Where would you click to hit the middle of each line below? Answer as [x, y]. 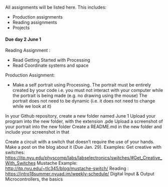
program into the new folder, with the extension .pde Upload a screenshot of [84, 121]
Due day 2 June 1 [23, 39]
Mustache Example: [57, 163]
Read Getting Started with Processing [51, 60]
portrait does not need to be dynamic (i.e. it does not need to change [84, 101]
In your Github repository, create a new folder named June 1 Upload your [80, 116]
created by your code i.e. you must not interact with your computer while [88, 90]
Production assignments [38, 17]
